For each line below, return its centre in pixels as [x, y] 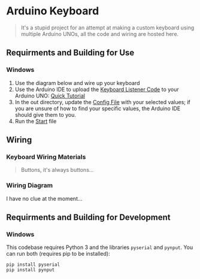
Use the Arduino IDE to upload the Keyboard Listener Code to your [97, 89]
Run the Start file [36, 121]
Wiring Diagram [29, 186]
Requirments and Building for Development [88, 217]
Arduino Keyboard [53, 11]
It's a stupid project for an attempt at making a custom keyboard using [107, 28]
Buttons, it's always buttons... [57, 170]
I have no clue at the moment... [44, 198]
